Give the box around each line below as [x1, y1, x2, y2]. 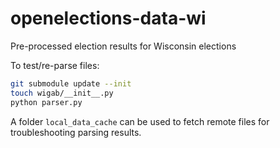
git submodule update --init [10, 78, 132, 89]
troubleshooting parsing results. [10, 126, 142, 138]
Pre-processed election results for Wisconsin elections [10, 40, 237, 52]
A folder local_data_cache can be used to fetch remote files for [10, 115, 270, 127]
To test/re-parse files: [10, 59, 100, 71]
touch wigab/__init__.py [10, 88, 114, 98]
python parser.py [10, 97, 83, 107]
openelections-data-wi [10, 7, 207, 30]
